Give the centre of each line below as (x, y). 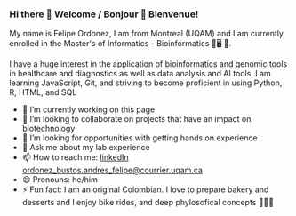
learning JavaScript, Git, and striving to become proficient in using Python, (146, 83)
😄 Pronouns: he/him (60, 180)
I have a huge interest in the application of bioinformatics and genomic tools (148, 64)
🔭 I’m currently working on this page (88, 109)
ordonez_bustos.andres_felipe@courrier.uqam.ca (112, 170)
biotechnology (48, 129)
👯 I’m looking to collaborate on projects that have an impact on (136, 119)
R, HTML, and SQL (43, 92)
